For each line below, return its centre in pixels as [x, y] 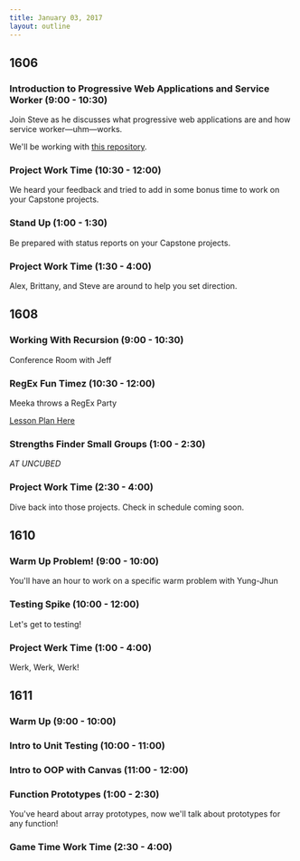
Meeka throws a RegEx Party [63, 403]
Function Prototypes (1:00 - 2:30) [84, 795]
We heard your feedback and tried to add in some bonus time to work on [145, 190]
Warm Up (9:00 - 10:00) [63, 722]
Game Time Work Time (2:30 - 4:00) [91, 847]
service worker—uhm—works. [66, 129]
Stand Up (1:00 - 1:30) [59, 223]
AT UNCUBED [35, 464]
